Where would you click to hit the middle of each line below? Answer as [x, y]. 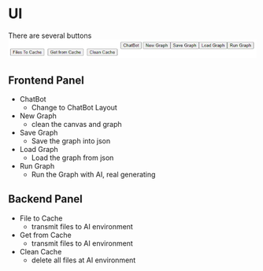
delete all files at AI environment [83, 260]
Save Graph [39, 133]
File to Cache [41, 218]
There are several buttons [50, 35]
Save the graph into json [71, 141]
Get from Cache [46, 235]
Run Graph [37, 166]
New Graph [38, 116]
